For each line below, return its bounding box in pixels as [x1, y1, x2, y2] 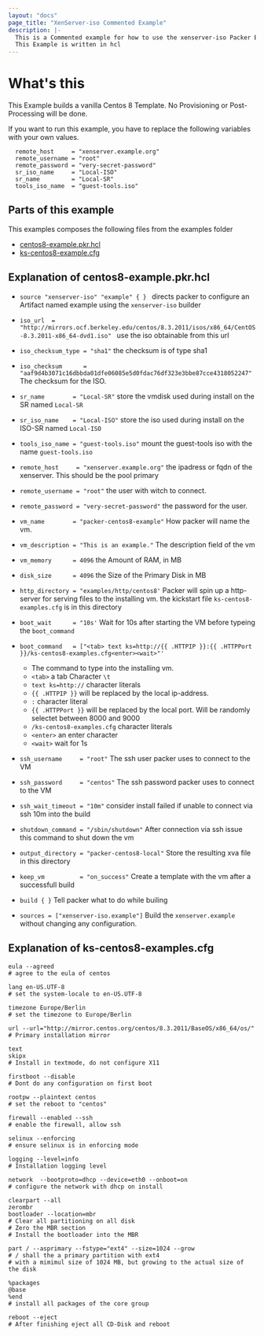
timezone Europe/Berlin [8, 1003, 86, 1011]
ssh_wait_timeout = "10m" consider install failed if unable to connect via [19, 800, 253, 810]
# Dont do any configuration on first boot [8, 1079, 153, 1088]
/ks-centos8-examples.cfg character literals [31, 721, 173, 731]
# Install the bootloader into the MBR [8, 1231, 139, 1238]
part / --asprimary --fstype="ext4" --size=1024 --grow [8, 1244, 195, 1253]
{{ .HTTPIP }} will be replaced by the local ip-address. [31, 688, 210, 697]
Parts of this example [8, 204, 115, 217]
